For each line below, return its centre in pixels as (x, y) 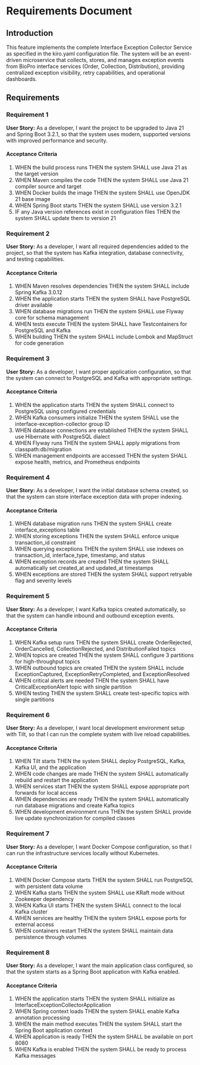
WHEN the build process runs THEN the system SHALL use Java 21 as (101, 167)
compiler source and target (48, 186)
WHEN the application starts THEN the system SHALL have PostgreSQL (103, 299)
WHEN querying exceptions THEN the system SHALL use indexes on (99, 549)
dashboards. (22, 79)
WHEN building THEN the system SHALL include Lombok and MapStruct (104, 337)
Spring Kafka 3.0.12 (38, 292)
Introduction (30, 33)
